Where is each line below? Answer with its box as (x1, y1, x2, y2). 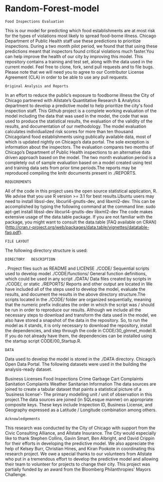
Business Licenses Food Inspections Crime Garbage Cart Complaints (5, 376, 144, 382)
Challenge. (5, 471, 27, 477)
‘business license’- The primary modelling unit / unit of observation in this (5, 391, 152, 397)
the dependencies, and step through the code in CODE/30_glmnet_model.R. (5, 327, 157, 333)
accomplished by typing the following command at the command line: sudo (5, 203, 156, 209)
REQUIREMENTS (5, 179, 32, 184)
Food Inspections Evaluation (5, 19, 64, 24)
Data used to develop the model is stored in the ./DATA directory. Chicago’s (5, 356, 156, 361)
